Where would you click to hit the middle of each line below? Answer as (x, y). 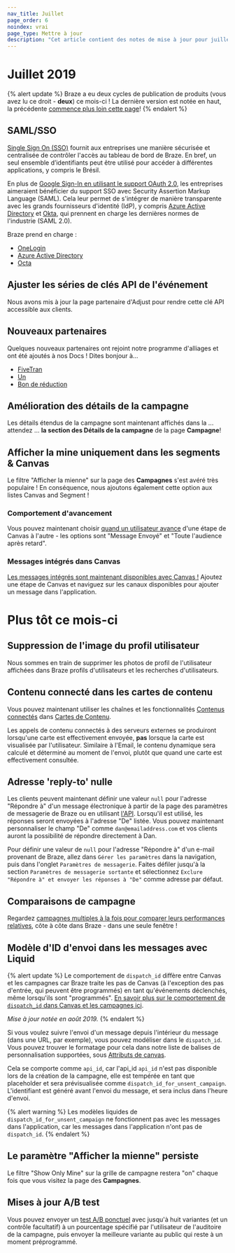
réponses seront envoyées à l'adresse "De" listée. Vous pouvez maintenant (115, 821)
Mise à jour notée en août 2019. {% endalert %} (76, 1019)
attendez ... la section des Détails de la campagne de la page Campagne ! (114, 430)
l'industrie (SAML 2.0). (40, 221)
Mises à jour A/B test (54, 1203)
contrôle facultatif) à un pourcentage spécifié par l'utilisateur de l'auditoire (114, 1226)
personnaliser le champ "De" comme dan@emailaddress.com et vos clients (113, 828)
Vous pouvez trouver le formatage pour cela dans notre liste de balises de (114, 1047)
